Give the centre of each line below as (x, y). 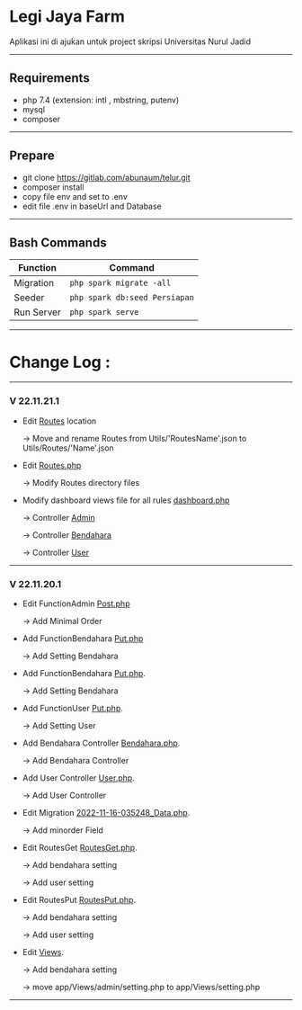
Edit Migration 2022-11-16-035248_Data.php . (106, 812)
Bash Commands (58, 242)
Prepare (32, 156)
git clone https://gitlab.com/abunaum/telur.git (106, 177)
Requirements (49, 78)
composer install (53, 187)
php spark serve (104, 313)
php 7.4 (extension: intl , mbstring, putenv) (101, 100)
